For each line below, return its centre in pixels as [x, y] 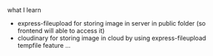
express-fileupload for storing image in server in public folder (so [111, 23]
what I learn [25, 10]
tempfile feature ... [44, 45]
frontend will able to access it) [61, 31]
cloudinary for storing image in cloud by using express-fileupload [112, 38]
